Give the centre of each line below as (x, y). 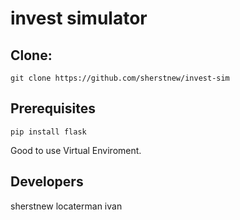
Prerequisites (53, 108)
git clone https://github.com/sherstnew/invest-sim (120, 78)
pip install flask (48, 132)
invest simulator (79, 18)
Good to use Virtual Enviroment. (76, 150)
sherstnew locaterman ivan (66, 206)
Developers (47, 182)
